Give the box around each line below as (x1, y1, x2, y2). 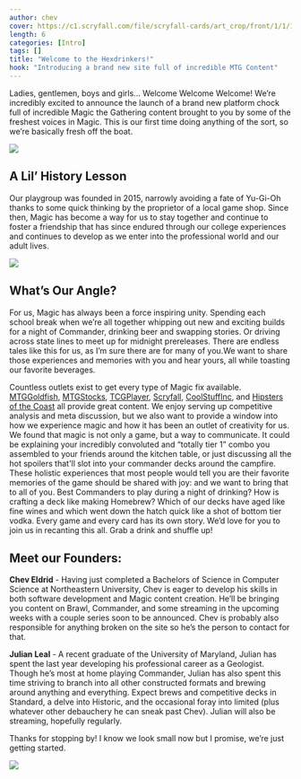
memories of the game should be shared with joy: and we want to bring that (9, 477, 289, 487)
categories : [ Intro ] (9, 38, 87, 48)
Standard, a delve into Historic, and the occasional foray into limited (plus (9, 696, 279, 707)
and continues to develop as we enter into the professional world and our (9, 231, 279, 241)
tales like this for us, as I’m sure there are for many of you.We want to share (9, 345, 288, 355)
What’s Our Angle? (9, 284, 117, 299)
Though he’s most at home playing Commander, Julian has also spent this (9, 668, 281, 678)
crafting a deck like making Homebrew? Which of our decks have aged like (9, 495, 286, 507)
